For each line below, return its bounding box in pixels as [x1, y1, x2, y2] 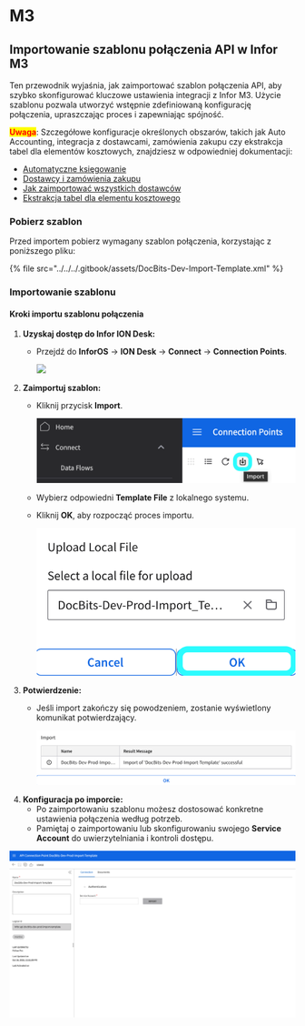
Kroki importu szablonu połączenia [9, 308, 144, 319]
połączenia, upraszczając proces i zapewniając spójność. [9, 109, 224, 119]
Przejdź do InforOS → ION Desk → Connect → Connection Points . [35, 347, 288, 357]
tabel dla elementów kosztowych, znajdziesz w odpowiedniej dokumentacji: [9, 146, 293, 156]
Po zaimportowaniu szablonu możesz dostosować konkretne [35, 804, 264, 815]
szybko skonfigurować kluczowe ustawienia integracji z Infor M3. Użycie [9, 90, 281, 100]
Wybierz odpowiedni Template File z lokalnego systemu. [35, 492, 250, 503]
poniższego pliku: [9, 246, 75, 256]
